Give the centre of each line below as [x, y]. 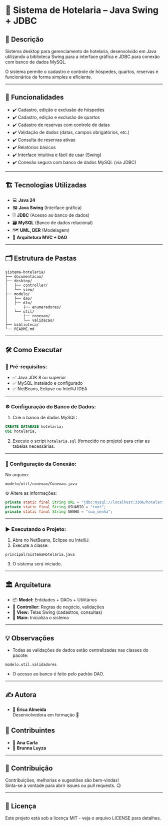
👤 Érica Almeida [29, 709]
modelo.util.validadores [31, 665]
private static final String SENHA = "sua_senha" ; [59, 512]
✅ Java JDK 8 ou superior [39, 378]
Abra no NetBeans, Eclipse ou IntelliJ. [51, 540]
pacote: [20, 655]
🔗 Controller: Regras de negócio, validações [58, 607]
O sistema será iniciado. [37, 564]
